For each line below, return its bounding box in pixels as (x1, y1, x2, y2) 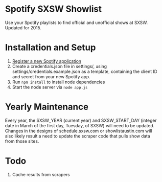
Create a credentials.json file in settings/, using (12, 63, 107, 69)
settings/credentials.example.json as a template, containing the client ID (12, 68, 158, 74)
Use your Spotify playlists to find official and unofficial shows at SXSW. (5, 20, 148, 25)
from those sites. (5, 138, 39, 144)
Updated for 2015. (5, 24, 42, 30)
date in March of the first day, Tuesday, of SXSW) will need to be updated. (5, 122, 155, 128)
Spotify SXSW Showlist (5, 3, 102, 15)
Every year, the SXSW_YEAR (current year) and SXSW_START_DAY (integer (5, 117, 157, 123)
